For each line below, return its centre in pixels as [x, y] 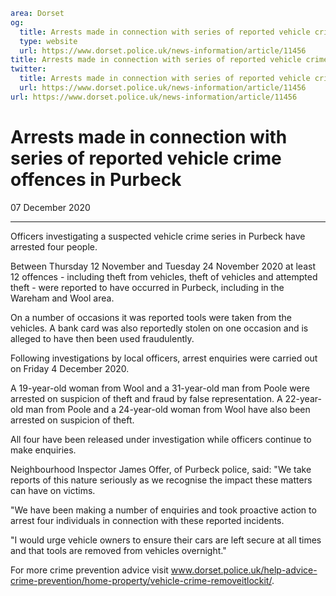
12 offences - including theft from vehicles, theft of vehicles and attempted [164, 276]
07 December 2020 [50, 207]
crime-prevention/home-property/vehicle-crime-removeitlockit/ [141, 580]
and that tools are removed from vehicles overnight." [118, 550]
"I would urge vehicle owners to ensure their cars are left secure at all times [166, 540]
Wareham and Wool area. [62, 298]
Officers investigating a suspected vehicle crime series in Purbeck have [158, 236]
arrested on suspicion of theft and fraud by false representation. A [146, 398]
